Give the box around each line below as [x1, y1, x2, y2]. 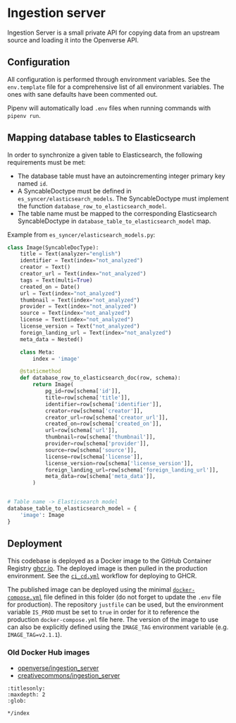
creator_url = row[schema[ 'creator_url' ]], [44, 414, 169, 421]
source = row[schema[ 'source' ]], [44, 446, 137, 453]
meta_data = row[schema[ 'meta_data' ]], [44, 473, 156, 480]
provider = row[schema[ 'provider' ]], [44, 440, 150, 448]
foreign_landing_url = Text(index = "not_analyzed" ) [20, 329, 172, 336]
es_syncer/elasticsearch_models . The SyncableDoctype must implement [17, 194, 229, 203]
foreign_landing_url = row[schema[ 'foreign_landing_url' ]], [44, 466, 219, 474]
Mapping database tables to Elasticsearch [7, 132, 196, 144]
